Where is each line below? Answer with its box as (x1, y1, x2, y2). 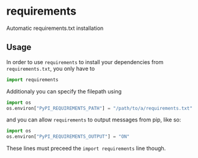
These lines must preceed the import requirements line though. (6, 145, 166, 152)
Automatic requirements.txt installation (6, 24, 104, 32)
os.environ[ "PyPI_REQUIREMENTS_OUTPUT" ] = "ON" (6, 134, 130, 140)
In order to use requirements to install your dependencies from (6, 58, 164, 65)
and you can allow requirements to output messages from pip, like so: (6, 116, 182, 123)
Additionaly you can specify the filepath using (6, 87, 122, 95)
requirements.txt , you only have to (6, 65, 95, 72)
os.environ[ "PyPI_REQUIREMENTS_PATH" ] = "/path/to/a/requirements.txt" (6, 105, 193, 111)
